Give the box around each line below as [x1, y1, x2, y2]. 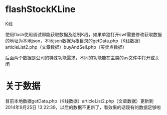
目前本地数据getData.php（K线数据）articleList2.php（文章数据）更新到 [5, 98, 154, 104]
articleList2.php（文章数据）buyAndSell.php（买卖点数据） [5, 44, 127, 50]
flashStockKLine [5, 4, 76, 15]
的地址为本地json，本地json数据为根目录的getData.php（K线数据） [5, 38, 143, 44]
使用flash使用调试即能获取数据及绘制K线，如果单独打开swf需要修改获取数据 [5, 31, 162, 37]
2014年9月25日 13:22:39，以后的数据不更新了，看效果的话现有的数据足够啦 [5, 104, 161, 110]
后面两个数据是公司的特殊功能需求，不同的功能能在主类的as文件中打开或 [5, 54, 155, 61]
